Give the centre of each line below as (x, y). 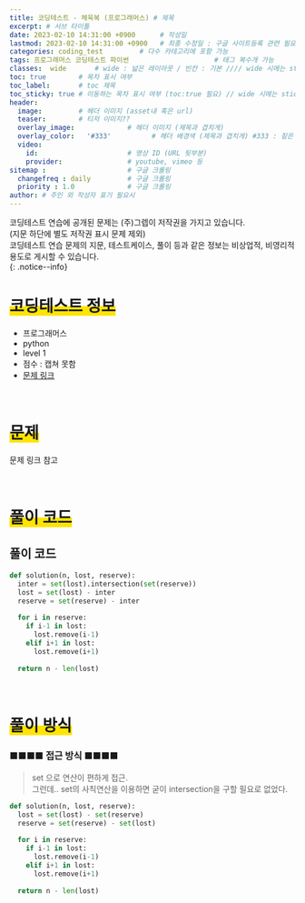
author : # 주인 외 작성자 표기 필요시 (72, 196)
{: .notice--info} (39, 266)
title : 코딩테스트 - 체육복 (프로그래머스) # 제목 (92, 18)
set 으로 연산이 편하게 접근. (80, 778)
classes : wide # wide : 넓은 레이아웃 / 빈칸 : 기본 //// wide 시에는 (148, 69)
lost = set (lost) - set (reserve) (81, 815)
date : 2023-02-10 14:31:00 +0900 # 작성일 (98, 35)
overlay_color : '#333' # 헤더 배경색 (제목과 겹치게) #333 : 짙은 (156, 136)
